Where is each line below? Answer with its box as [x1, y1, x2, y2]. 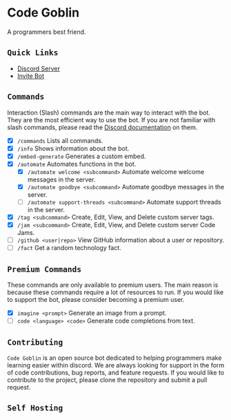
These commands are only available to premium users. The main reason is [7, 281, 219, 289]
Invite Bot [17, 71, 45, 80]
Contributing [7, 337, 63, 347]
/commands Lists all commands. [17, 136, 103, 144]
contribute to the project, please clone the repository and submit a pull [7, 376, 208, 384]
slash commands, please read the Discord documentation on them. [7, 123, 198, 131]
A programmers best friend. [7, 28, 86, 36]
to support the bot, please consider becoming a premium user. [7, 296, 185, 304]
